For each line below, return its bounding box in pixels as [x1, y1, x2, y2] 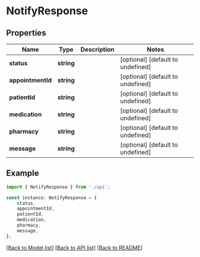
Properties [6, 28, 46, 38]
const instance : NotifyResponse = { [6, 195, 97, 201]
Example [6, 168, 39, 179]
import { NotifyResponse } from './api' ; [6, 184, 111, 190]
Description [80, 46, 115, 53]
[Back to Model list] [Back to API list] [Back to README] [6, 244, 143, 251]
